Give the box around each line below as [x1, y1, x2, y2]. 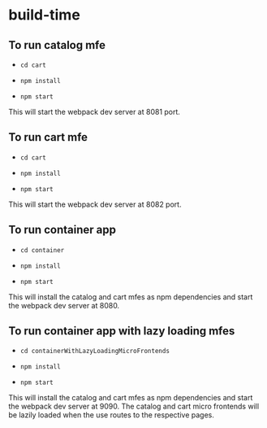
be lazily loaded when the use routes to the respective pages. [8, 410, 215, 420]
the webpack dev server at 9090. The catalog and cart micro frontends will [8, 401, 260, 412]
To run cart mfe [8, 130, 88, 144]
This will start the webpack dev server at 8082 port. [8, 199, 182, 209]
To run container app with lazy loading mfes [8, 324, 235, 338]
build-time [8, 6, 81, 24]
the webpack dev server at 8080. [8, 300, 120, 310]
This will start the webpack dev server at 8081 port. [8, 107, 181, 116]
